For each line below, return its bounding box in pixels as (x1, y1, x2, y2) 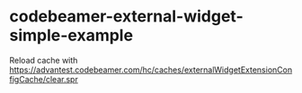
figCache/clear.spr (9, 73, 78, 84)
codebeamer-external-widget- (9, 6, 244, 27)
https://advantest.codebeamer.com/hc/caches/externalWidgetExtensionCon (9, 64, 293, 75)
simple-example (9, 25, 133, 46)
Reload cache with (9, 55, 78, 65)
